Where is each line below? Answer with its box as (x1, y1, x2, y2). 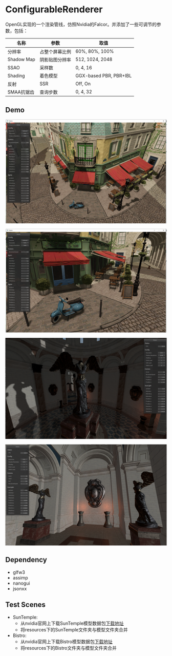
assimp (12, 574, 28, 581)
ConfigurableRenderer (5, 4, 103, 15)
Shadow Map (7, 56, 36, 63)
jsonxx (12, 585, 27, 591)
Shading (7, 72, 25, 79)
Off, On (75, 81, 91, 87)
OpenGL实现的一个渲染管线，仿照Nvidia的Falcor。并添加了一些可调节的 (5, 21, 157, 27)
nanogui (12, 580, 30, 586)
